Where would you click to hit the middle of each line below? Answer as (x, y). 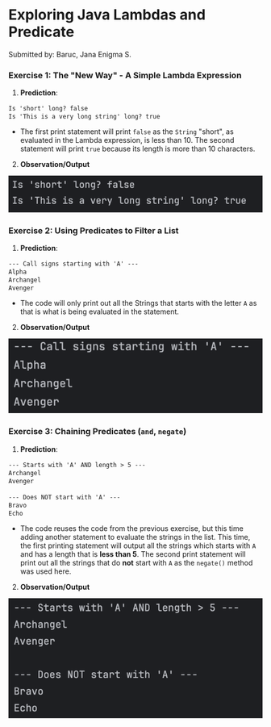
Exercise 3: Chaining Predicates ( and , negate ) (98, 432)
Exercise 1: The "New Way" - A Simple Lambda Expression (125, 75)
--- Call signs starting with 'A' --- (73, 264)
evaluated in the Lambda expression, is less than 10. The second (127, 140)
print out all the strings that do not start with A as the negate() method (136, 562)
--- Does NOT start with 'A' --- (65, 497)
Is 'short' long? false (48, 109)
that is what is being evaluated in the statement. (100, 311)
